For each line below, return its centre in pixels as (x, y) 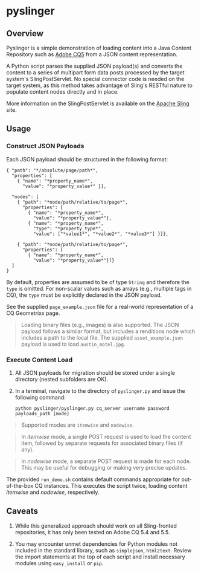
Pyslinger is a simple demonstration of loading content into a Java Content (99, 48)
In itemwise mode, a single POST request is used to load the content (106, 436)
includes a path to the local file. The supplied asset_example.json (102, 337)
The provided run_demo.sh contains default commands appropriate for (93, 479)
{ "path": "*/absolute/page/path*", (52, 170)
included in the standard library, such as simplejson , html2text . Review (103, 550)
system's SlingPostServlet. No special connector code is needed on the (95, 79)
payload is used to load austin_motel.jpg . (73, 344)
